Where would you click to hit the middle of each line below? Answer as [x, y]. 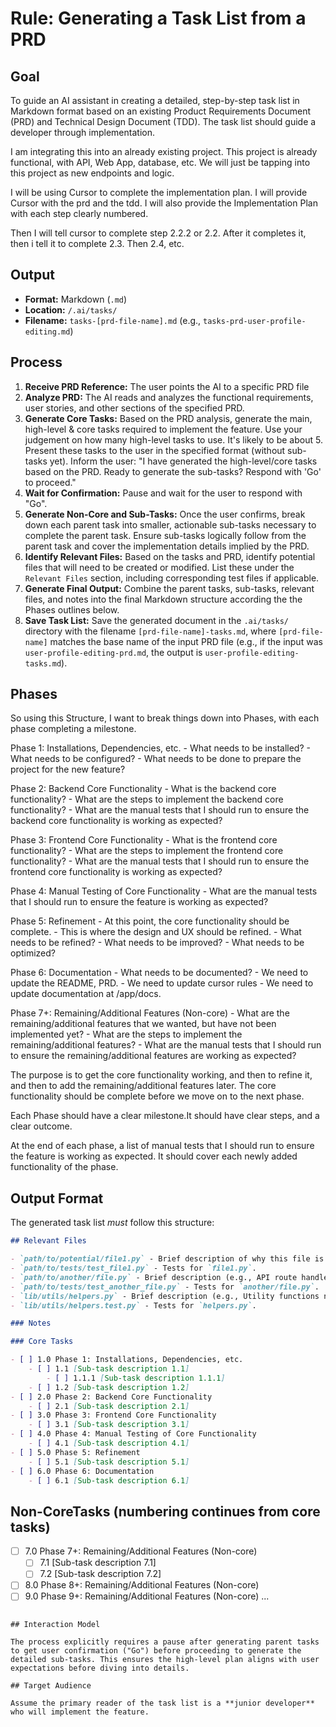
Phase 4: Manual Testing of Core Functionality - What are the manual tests [164, 891]
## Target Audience [51, 1685]
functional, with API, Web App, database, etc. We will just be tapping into [160, 162]
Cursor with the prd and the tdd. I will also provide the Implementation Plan [164, 203]
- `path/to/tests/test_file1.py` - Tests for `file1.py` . [133, 1268]
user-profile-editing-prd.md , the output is [113, 652]
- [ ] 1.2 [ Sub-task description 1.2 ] [109, 1387]
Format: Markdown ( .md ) [76, 299]
